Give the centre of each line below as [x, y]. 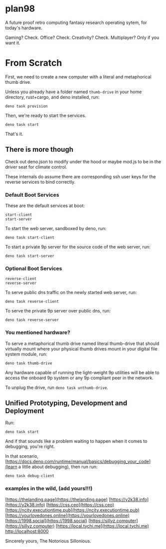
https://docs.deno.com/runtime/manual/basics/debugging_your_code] [79, 462]
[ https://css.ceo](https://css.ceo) [80, 505]
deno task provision [27, 106]
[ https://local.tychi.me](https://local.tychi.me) [102, 526]
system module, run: [26, 354]
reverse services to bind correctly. [40, 182]
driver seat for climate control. [36, 167]
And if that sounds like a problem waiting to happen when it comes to [76, 441]
